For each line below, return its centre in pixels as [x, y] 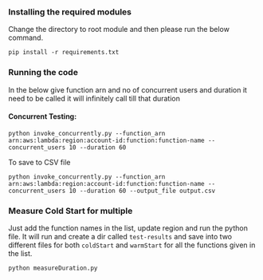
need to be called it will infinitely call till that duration [94, 98]
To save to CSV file [39, 162]
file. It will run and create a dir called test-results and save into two [120, 237]
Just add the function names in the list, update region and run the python [128, 228]
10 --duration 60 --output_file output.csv [142, 191]
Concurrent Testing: [43, 116]
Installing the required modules [70, 12]
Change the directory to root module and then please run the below [119, 30]
